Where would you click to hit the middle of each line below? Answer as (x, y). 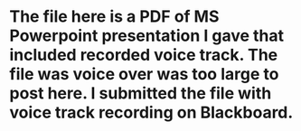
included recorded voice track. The (144, 55)
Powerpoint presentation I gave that (147, 36)
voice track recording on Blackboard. (151, 112)
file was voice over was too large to (144, 75)
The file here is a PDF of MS (114, 17)
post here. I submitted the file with (141, 94)
